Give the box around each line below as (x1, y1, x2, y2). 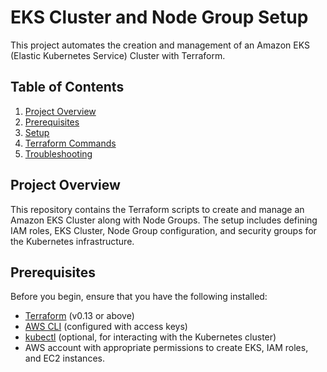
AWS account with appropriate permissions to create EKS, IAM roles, (24, 342, 309, 354)
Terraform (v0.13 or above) (24, 310, 135, 322)
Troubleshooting (24, 147, 93, 160)
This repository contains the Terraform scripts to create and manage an (10, 203, 305, 215)
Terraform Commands (24, 137, 117, 149)
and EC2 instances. (24, 352, 105, 365)
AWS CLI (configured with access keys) (24, 321, 188, 333)
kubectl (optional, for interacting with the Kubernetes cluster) (24, 331, 277, 343)
